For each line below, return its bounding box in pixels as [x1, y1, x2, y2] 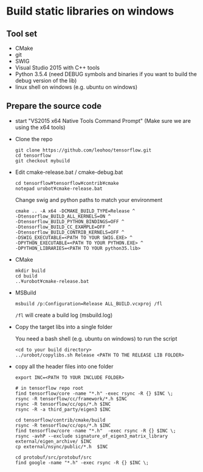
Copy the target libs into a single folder [15, 323, 112, 330]
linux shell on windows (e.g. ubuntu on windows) [15, 83, 138, 91]
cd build [15, 272, 38, 279]
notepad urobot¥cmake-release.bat [15, 186, 103, 192]
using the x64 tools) [15, 123, 66, 131]
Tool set [6, 29, 38, 39]
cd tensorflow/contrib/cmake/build [15, 417, 106, 423]
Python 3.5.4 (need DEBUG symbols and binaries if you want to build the [15, 71, 198, 77]
